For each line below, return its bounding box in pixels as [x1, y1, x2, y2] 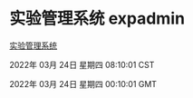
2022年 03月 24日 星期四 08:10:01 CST [9, 59, 155, 70]
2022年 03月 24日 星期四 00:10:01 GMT [9, 78, 157, 89]
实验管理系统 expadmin [9, 8, 186, 29]
